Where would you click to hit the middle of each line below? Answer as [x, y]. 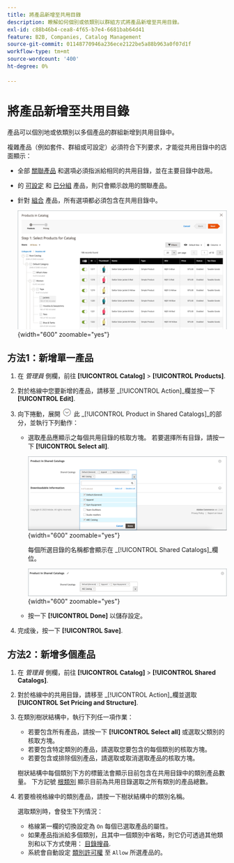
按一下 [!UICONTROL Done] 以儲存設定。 [87, 616]
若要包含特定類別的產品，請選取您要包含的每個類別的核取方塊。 [119, 749]
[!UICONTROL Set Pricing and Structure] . [78, 703]
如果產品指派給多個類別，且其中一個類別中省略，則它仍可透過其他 [122, 835]
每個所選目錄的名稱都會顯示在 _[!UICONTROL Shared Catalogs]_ [120, 549]
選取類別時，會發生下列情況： [60, 811]
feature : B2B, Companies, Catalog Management [74, 37]
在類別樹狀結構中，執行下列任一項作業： [75, 717]
